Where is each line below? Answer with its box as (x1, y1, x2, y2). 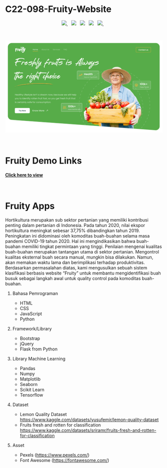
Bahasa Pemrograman (12, 290, 58, 296)
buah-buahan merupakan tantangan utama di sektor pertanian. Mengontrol (5, 249, 160, 255)
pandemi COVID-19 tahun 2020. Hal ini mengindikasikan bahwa (5, 238, 136, 244)
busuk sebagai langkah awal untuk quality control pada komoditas (5, 275, 141, 281)
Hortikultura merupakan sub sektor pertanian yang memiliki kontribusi (5, 217, 149, 223)
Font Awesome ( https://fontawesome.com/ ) (19, 457, 110, 463)
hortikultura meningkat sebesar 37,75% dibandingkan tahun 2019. (5, 227, 140, 233)
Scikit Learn (19, 386, 45, 393)
